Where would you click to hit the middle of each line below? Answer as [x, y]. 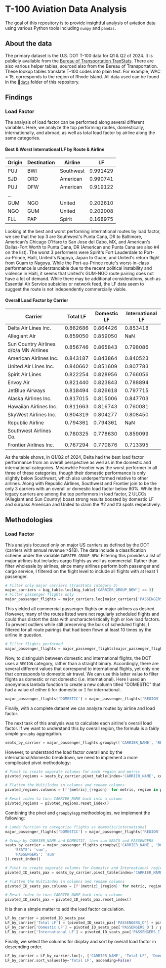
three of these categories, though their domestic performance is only [75, 473]
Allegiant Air [22, 336]
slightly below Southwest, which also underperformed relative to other [77, 478]
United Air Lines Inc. [31, 366]
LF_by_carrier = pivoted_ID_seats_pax [45, 918]
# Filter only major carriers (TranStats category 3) [62, 585]
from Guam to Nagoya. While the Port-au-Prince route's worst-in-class [77, 263]
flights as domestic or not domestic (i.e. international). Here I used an [76, 679]
